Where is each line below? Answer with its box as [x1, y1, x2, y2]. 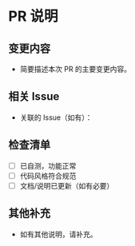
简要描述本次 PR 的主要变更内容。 [19, 65, 132, 73]
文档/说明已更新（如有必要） [19, 181, 114, 190]
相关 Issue [8, 89, 60, 104]
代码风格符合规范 [19, 171, 77, 181]
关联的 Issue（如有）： [19, 113, 93, 122]
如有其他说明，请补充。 [19, 229, 97, 239]
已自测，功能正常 [19, 161, 77, 170]
